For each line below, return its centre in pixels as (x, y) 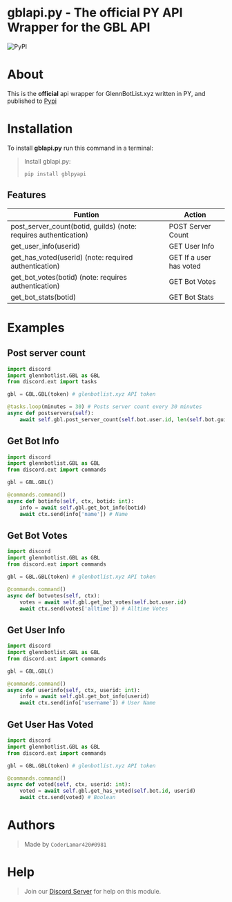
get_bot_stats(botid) (43, 297)
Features (27, 195)
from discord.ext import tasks (52, 382)
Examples (36, 328)
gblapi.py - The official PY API (95, 13)
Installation (40, 129)
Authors (31, 825)
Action (195, 214)
